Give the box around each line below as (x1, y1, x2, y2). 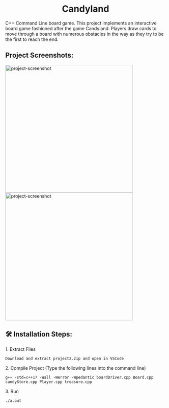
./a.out (5, 398, 22, 403)
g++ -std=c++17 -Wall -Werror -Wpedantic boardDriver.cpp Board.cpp (5, 375, 154, 380)
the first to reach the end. (5, 36, 59, 42)
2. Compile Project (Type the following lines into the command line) (5, 365, 146, 371)
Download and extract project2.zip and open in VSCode (5, 356, 124, 361)
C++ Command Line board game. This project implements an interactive (5, 20, 157, 26)
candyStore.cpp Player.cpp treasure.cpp (5, 379, 93, 385)
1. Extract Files (5, 346, 36, 352)
